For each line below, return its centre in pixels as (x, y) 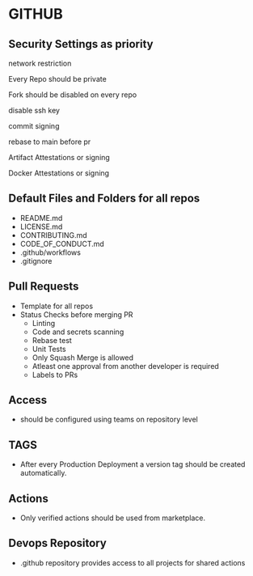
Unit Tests (49, 349)
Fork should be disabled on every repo (73, 95)
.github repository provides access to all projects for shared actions (133, 562)
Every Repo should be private (57, 79)
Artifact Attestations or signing (59, 157)
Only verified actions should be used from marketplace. (113, 518)
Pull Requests (44, 287)
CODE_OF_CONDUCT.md (62, 244)
